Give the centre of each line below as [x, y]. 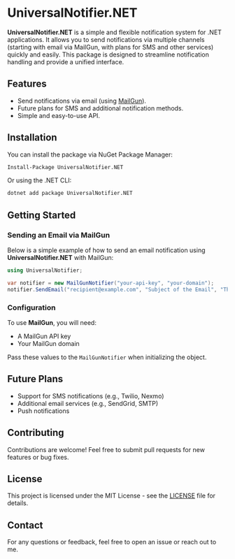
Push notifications [43, 411]
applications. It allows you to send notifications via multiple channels [106, 39]
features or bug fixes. [38, 457]
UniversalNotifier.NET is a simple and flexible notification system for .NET [115, 32]
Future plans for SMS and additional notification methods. [100, 108]
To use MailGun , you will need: [52, 322]
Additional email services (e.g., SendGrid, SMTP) [88, 403]
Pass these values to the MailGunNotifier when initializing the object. [107, 357]
